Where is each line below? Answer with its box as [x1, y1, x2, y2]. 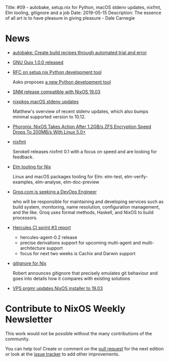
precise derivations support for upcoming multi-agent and [20, 239, 141, 246]
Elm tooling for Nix [12, 164, 51, 170]
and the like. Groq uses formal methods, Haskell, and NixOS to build [12, 209, 154, 215]
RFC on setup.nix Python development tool [12, 69, 102, 75]
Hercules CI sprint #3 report [12, 224, 71, 230]
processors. [12, 215, 38, 221]
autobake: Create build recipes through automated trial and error [12, 49, 147, 55]
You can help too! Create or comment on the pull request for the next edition [5, 345, 164, 351]
